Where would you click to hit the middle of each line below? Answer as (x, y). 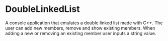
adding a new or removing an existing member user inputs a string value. (81, 33)
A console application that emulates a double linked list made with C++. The (84, 23)
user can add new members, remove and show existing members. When (80, 28)
